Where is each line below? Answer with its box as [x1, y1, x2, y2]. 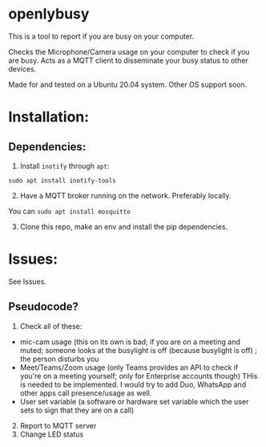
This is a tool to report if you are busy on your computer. [8, 31, 195, 41]
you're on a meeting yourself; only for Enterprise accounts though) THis [19, 371, 258, 380]
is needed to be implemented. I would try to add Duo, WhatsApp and [19, 379, 247, 389]
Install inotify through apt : [19, 161, 110, 170]
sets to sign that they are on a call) [19, 405, 135, 415]
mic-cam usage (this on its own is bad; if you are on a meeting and [19, 337, 240, 347]
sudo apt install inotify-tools [8, 176, 116, 185]
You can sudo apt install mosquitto [8, 206, 131, 215]
